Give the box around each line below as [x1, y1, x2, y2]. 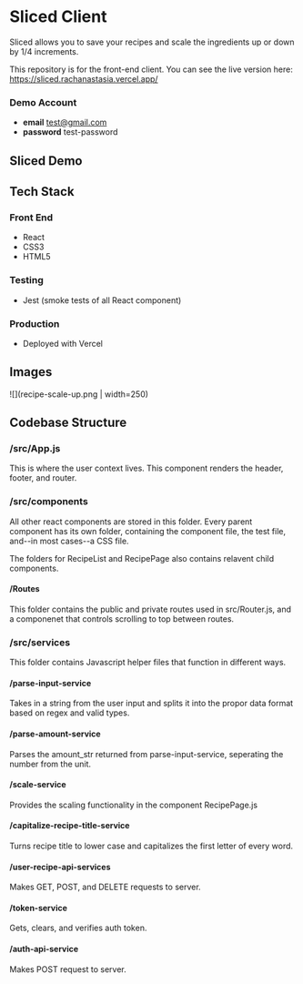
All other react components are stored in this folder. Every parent [9, 516, 253, 527]
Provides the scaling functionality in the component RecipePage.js [9, 799, 258, 810]
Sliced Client [9, 6, 107, 27]
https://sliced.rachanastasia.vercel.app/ [9, 73, 158, 84]
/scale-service [9, 779, 66, 790]
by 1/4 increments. [9, 46, 79, 56]
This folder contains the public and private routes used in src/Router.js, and [9, 604, 292, 614]
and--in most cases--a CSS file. [9, 535, 129, 546]
